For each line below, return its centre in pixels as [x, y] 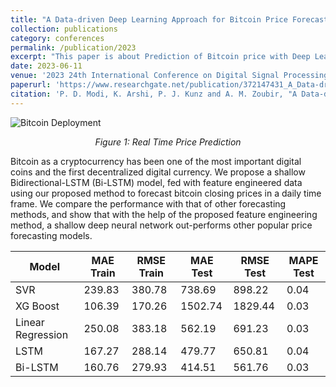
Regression [42, 334]
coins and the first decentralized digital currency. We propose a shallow [158, 172]
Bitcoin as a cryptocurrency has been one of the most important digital [156, 161]
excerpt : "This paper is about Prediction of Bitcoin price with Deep [160, 57]
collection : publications [64, 29]
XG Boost [37, 306]
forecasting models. [51, 235]
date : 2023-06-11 [46, 66]
